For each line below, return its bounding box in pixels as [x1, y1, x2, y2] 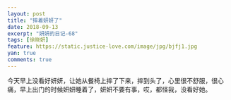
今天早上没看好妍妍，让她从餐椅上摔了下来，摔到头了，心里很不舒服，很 [7, 76, 218, 85]
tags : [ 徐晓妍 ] [7, 37, 49, 44]
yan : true [7, 50, 37, 57]
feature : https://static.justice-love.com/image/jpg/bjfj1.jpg [7, 43, 198, 50]
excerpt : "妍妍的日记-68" [7, 30, 78, 37]
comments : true [7, 56, 52, 63]
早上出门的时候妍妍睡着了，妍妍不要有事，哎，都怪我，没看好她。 [19, 85, 212, 94]
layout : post [7, 10, 46, 18]
